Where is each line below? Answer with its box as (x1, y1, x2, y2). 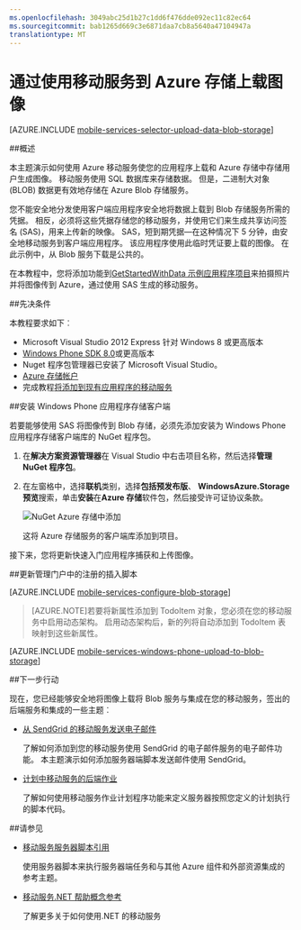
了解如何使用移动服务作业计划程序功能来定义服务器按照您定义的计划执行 (22, 792, 290, 803)
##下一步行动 (9, 674, 59, 685)
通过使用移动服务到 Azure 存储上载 (9, 71, 268, 92)
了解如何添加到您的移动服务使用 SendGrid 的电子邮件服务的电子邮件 (22, 743, 275, 753)
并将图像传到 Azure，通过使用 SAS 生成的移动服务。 (9, 279, 204, 290)
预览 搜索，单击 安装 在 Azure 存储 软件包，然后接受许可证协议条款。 (22, 492, 268, 503)
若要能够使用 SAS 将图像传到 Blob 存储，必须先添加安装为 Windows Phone (9, 420, 286, 431)
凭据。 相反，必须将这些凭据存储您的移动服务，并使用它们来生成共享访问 (9, 215, 279, 226)
